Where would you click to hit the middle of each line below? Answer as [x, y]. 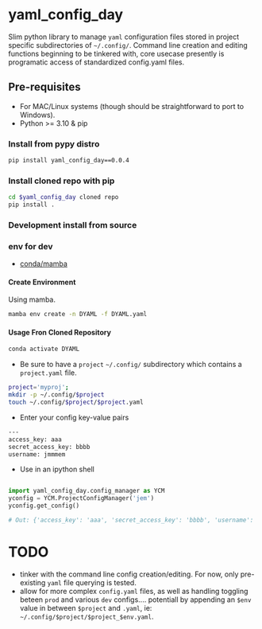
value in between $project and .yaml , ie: [86, 608]
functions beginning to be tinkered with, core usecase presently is [116, 53]
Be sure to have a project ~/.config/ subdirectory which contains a [131, 365]
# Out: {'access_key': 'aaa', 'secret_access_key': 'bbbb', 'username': [131, 520]
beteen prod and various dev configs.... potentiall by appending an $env [135, 600]
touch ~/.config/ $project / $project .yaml [76, 402]
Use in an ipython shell [57, 469]
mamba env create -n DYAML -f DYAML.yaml [78, 314]
